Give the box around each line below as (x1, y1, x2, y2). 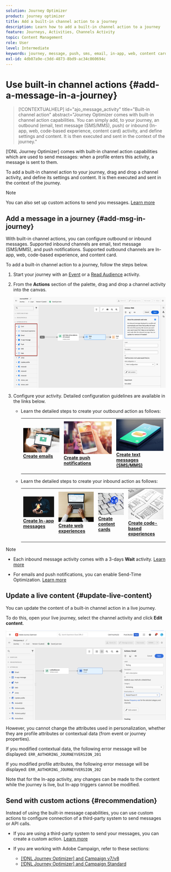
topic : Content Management (6, 35, 63, 40)
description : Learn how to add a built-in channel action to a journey (6, 24, 160, 29)
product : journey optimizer (6, 13, 65, 19)
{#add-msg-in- (96, 214, 146, 223)
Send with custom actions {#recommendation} (6, 796, 157, 805)
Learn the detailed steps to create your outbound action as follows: (20, 408, 161, 414)
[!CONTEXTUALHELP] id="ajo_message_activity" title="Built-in (18, 107, 150, 113)
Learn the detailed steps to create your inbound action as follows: (20, 478, 158, 484)
